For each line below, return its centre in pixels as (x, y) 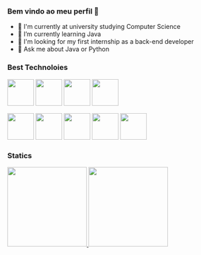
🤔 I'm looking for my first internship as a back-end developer (105, 42)
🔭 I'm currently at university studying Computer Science (99, 27)
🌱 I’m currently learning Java (59, 34)
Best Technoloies (38, 68)
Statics (20, 155)
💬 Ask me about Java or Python (63, 49)
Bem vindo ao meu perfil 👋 (53, 11)
